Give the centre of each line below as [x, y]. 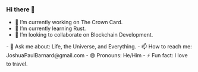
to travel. [17, 64]
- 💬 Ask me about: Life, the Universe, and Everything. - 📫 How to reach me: [99, 47]
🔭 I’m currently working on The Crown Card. [69, 22]
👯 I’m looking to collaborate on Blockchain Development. [84, 35]
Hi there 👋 [21, 9]
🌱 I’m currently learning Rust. [50, 28]
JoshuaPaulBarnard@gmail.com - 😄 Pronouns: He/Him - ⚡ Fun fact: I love [97, 55]
